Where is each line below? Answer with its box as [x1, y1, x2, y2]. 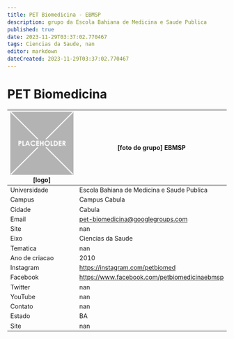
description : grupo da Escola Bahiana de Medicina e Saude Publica [7, 18, 208, 26]
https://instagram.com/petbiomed [79, 264, 176, 272]
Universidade [10, 186, 49, 195]
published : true [7, 26, 54, 33]
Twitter [10, 282, 31, 291]
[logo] [32, 175, 51, 184]
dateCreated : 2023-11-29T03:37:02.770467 [7, 56, 130, 63]
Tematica [10, 244, 37, 253]
